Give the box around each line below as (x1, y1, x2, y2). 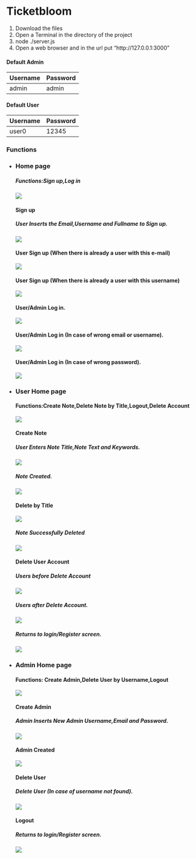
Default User (6, 101, 40, 109)
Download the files (15, 25, 63, 32)
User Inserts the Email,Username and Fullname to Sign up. (15, 220, 168, 227)
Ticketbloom (6, 4, 72, 18)
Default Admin (6, 58, 44, 66)
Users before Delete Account (15, 572, 91, 579)
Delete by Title (15, 502, 53, 509)
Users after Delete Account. (15, 601, 88, 608)
